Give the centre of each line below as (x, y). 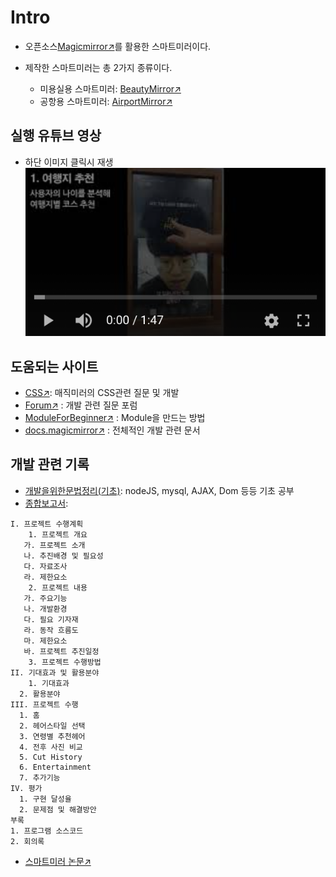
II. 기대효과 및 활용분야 (55, 672)
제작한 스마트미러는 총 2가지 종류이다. (98, 67)
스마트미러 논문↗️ (58, 861)
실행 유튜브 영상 (56, 136)
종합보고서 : (46, 503)
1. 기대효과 (49, 683)
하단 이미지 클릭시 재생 (69, 162)
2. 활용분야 (40, 694)
